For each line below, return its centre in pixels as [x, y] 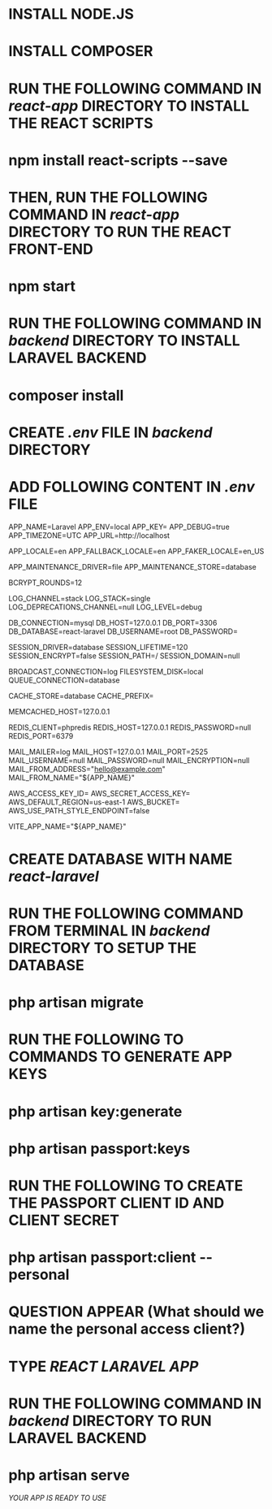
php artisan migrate [76, 1002]
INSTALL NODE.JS [71, 14]
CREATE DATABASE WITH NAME [121, 859]
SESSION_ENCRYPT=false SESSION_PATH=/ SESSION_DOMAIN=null [124, 656]
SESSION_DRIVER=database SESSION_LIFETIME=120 [98, 647]
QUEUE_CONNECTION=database [64, 680]
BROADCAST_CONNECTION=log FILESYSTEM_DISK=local [106, 671]
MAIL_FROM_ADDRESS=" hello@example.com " [87, 769]
